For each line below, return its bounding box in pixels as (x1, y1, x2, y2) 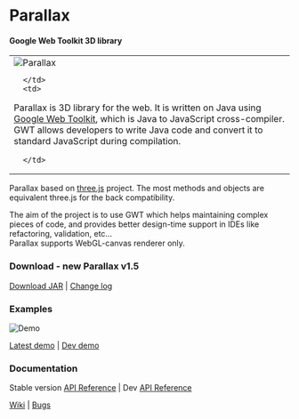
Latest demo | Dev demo (9, 340, 100, 351)
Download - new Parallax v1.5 (9, 260, 140, 272)
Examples (9, 302, 53, 315)
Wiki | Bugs (9, 399, 52, 410)
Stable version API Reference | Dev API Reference (9, 383, 192, 393)
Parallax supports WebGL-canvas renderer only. (9, 238, 185, 249)
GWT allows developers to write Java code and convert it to (13, 124, 263, 136)
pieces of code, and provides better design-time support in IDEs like (9, 219, 260, 230)
